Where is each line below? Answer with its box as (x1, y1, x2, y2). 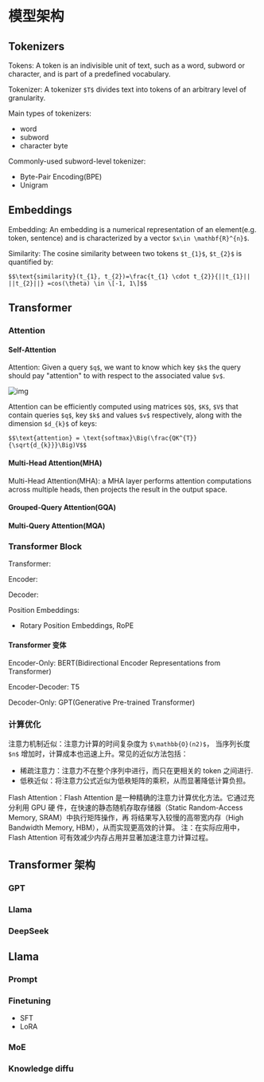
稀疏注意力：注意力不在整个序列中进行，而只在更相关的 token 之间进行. (19, 765, 254, 775)
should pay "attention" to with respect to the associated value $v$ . (8, 371, 225, 381)
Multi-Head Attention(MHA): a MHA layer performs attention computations (8, 476, 252, 485)
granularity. (8, 93, 46, 102)
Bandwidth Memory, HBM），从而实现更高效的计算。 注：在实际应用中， (8, 823, 244, 832)
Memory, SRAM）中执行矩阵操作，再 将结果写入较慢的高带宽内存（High (8, 812, 244, 822)
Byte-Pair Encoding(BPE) (19, 172, 103, 181)
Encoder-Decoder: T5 (8, 682, 80, 692)
